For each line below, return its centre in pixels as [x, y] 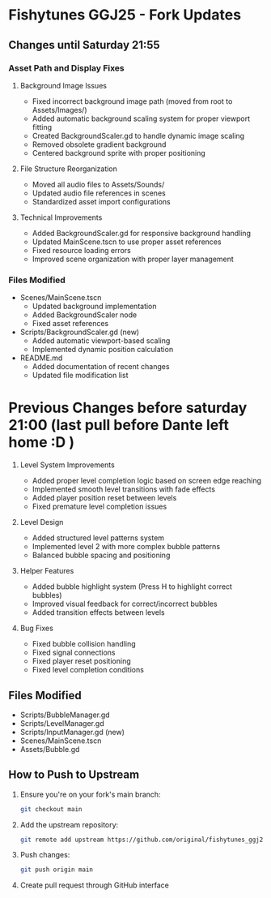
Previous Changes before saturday [128, 408]
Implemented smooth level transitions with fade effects [124, 489]
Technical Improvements [61, 217]
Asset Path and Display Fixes [67, 68]
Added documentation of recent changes [101, 367]
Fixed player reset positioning [81, 661]
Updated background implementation [94, 307]
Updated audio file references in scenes [99, 193]
